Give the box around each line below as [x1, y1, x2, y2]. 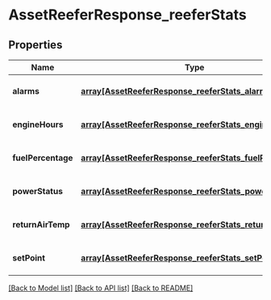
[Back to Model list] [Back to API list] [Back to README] [8, 283, 194, 293]
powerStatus [12, 186, 63, 196]
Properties [8, 38, 63, 52]
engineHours [12, 119, 64, 130]
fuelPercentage [12, 152, 73, 163]
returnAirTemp [12, 219, 70, 230]
